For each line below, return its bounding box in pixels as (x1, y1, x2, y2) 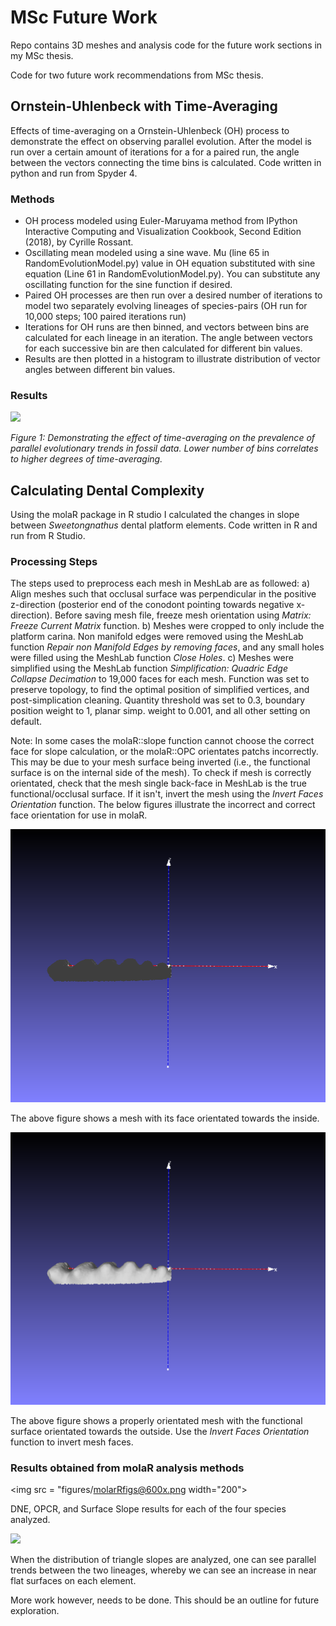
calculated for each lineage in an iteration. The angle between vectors (24, 332, 314, 344)
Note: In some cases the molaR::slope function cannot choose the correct (10, 735, 315, 747)
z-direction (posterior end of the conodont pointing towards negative (10, 599, 295, 611)
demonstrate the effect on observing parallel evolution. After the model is (10, 135, 312, 147)
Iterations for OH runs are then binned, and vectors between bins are (24, 321, 310, 333)
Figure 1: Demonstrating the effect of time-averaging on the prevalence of (10, 432, 315, 444)
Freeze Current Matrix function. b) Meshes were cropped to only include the (10, 620, 325, 632)
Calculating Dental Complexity (10, 482, 205, 499)
